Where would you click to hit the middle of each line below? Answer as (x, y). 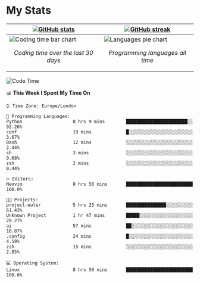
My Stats (29, 10)
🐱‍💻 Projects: (22, 200)
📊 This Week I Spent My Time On (48, 92)
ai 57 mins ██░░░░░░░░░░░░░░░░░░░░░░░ (100, 226)
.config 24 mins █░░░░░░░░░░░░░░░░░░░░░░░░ (100, 236)
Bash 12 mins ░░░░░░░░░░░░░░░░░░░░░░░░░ (100, 142)
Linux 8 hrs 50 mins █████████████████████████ (100, 270)
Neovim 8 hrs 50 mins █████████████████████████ (100, 184)
